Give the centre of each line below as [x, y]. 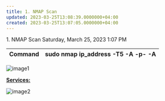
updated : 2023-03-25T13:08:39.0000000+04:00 [62, 17]
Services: [18, 80]
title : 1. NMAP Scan [32, 12]
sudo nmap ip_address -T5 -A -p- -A [101, 54]
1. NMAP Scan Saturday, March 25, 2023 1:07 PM [66, 40]
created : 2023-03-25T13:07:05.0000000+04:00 [62, 23]
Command [24, 54]
